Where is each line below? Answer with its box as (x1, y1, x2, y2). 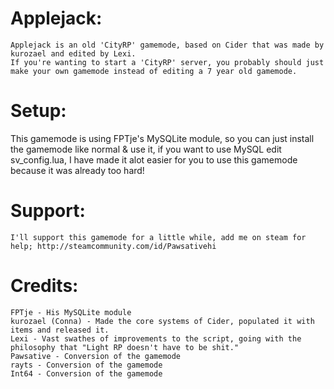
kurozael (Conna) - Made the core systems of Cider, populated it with (10, 316, 315, 326)
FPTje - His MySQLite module (10, 307, 132, 317)
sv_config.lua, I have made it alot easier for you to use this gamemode (10, 153, 298, 166)
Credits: (10, 275, 79, 297)
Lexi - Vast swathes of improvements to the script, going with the (10, 333, 302, 344)
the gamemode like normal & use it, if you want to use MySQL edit (10, 143, 282, 155)
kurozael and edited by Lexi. (10, 48, 137, 59)
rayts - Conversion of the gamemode (10, 360, 163, 370)
